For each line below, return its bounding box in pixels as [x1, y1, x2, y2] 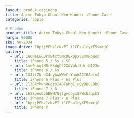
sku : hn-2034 [5, 40, 33, 45]
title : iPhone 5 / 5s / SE [14, 58, 71, 63]
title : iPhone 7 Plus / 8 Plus [14, 96, 80, 101]
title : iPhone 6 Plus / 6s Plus [14, 77, 82, 82]
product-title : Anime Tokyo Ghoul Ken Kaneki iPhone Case [5, 31, 129, 36]
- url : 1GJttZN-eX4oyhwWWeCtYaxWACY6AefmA [10, 72, 100, 78]
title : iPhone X [14, 105, 49, 110]
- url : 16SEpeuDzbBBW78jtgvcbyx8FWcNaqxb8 [10, 91, 100, 96]
